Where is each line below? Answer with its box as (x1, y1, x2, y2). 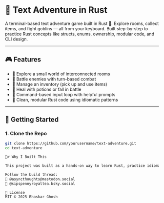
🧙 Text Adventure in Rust (5, 4, 107, 16)
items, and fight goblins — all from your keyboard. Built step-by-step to (5, 25, 148, 31)
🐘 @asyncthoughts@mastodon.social (5, 177, 76, 182)
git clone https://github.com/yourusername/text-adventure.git (5, 141, 137, 146)
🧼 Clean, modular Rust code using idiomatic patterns (12, 97, 118, 102)
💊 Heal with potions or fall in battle (12, 86, 82, 92)
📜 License (5, 190, 25, 195)
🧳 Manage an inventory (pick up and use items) (12, 81, 107, 87)
